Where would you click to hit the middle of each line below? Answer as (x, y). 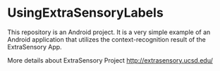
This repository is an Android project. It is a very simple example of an (109, 32)
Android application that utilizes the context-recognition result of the (106, 39)
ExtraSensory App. (35, 47)
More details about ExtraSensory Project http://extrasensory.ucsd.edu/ (110, 60)
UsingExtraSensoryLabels (85, 13)
